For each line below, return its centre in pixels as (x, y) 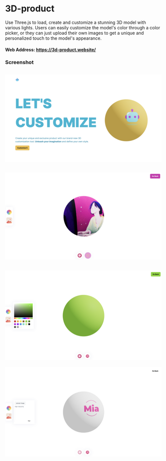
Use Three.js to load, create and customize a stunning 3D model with (76, 22)
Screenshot (19, 63)
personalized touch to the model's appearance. (54, 38)
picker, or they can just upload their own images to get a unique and (75, 33)
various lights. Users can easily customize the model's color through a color (83, 27)
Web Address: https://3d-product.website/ (51, 50)
